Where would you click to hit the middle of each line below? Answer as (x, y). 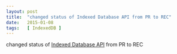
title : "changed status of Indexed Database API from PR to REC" (89, 17)
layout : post (22, 11)
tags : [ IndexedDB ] (34, 28)
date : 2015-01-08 (30, 22)
